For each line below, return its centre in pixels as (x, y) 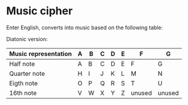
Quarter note (27, 73)
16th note (23, 92)
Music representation (40, 54)
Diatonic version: (27, 39)
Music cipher (40, 11)
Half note (22, 64)
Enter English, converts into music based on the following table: (84, 27)
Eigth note (23, 83)
